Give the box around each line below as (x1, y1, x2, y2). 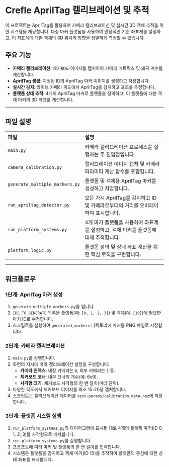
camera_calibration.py (8, 164, 62, 170)
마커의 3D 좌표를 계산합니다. (18, 97, 74, 103)
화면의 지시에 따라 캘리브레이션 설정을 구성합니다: (12, 361, 110, 367)
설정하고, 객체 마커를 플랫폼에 (91, 226, 157, 233)
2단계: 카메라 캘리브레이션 (5, 342, 65, 349)
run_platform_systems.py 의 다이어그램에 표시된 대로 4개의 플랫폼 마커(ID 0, (12, 425, 163, 431)
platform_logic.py (8, 247, 52, 253)
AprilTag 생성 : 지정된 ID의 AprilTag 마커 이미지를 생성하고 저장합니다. (12, 77, 150, 83)
